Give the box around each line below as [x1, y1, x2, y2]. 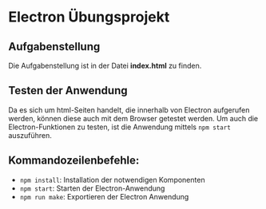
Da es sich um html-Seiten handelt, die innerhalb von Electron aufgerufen [8, 104, 250, 115]
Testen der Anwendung [8, 84, 128, 97]
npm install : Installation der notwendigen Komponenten [19, 175, 205, 184]
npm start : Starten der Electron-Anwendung [19, 183, 165, 193]
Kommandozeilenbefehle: [8, 154, 140, 168]
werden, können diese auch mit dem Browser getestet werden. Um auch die [8, 113, 259, 123]
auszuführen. [8, 130, 52, 140]
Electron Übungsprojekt [8, 8, 170, 26]
